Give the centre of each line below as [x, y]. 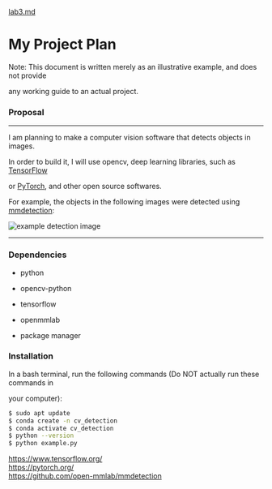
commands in [31, 382]
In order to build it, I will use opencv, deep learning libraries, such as [122, 162]
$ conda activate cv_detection [61, 428]
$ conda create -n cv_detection [63, 421]
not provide [28, 75]
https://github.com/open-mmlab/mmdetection [85, 476]
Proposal [26, 112]
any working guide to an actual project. [74, 91]
